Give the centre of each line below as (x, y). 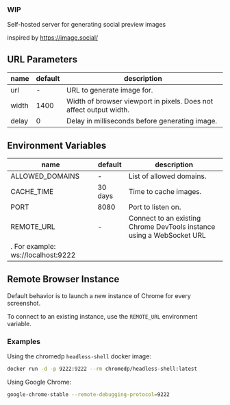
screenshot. (24, 303)
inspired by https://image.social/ (53, 38)
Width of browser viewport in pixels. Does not (140, 101)
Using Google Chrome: (39, 382)
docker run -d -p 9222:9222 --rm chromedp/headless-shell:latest (102, 369)
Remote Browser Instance (63, 279)
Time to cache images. (165, 191)
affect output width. (98, 110)
